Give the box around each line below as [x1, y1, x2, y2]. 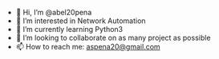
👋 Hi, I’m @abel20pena [15, 8, 92, 17]
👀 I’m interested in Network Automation [15, 16, 146, 26]
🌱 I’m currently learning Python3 [15, 25, 124, 33]
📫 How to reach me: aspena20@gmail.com [15, 42, 160, 51]
